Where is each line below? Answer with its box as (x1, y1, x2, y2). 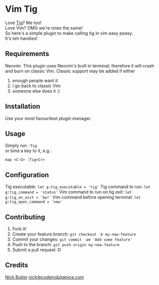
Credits (5, 261, 29, 269)
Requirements (5, 50, 49, 58)
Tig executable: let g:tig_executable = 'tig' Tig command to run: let (5, 184, 151, 190)
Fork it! (12, 226, 27, 232)
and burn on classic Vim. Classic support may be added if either (5, 68, 135, 74)
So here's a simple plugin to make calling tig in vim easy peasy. (5, 30, 133, 36)
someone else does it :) (12, 88, 60, 94)
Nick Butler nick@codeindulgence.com (5, 274, 85, 280)
